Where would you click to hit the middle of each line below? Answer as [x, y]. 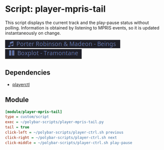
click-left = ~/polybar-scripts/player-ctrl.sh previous [64, 133]
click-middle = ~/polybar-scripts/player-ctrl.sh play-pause [69, 143]
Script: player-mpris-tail [56, 9]
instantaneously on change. [33, 33]
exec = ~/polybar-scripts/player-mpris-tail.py [55, 122]
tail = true [17, 127]
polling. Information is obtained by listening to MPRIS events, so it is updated [82, 27]
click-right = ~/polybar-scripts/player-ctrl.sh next [61, 137]
